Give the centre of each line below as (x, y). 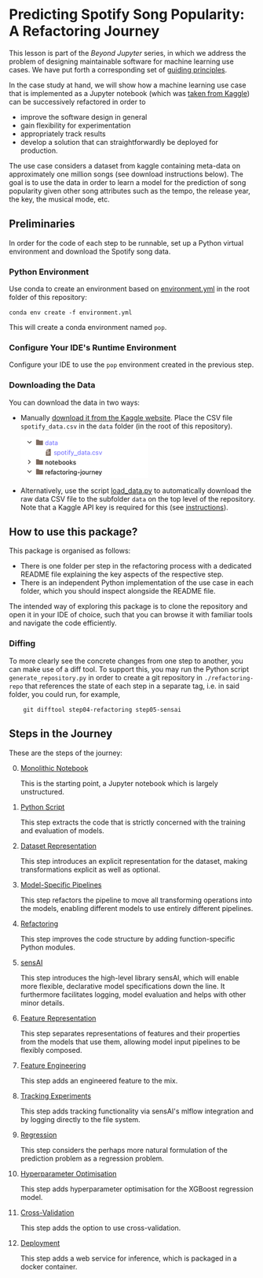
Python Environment (49, 272)
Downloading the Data (52, 385)
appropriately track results (63, 133)
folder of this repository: (48, 298)
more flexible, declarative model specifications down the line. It (122, 986)
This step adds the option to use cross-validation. (100, 1228)
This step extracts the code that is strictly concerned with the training (133, 822)
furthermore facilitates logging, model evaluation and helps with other (133, 995)
